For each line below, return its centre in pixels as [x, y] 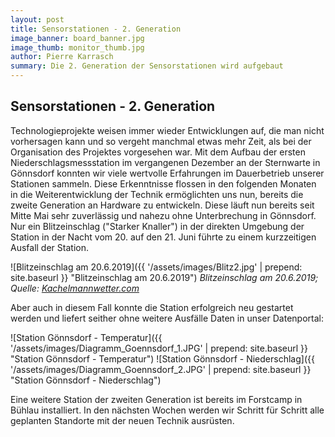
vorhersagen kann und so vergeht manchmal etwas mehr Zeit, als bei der [161, 141]
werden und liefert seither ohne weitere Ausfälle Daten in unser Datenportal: [167, 318]
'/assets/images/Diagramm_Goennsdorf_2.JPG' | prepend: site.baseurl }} [161, 369]
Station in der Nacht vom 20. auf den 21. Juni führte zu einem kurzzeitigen [163, 237]
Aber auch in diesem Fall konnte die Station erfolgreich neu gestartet [152, 307]
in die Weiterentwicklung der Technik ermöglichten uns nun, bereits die [157, 194]
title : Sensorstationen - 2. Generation [96, 29]
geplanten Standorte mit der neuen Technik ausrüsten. [122, 420]
